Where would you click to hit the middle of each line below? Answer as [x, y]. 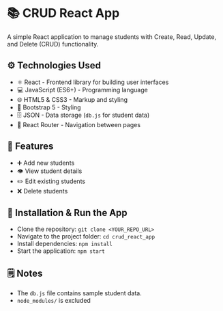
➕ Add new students [46, 163]
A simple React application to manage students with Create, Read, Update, [112, 37]
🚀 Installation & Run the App [67, 213]
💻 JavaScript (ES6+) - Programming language [82, 90]
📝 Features [30, 147]
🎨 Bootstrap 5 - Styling [49, 107]
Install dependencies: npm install [64, 244]
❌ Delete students [42, 191]
